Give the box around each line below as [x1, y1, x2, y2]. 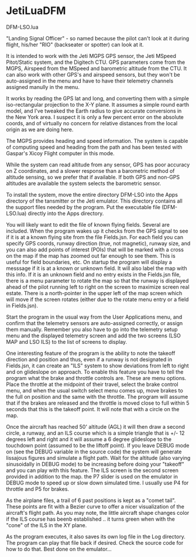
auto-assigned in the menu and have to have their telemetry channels [6, 77, 174, 84]
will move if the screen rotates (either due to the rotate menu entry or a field [6, 296, 189, 303]
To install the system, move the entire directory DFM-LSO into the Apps [6, 191, 178, 198]
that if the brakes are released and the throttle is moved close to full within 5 [6, 399, 190, 406]
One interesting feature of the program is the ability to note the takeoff [6, 350, 176, 357]
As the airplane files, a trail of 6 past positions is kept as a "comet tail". [6, 497, 176, 504]
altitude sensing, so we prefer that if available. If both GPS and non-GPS [6, 173, 180, 180]
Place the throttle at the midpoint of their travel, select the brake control [6, 381, 178, 388]
